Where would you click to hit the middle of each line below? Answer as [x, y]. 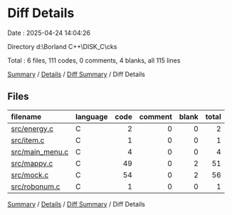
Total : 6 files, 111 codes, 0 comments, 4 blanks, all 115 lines [94, 60]
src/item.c [28, 140]
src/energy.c [32, 128]
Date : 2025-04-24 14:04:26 [49, 33]
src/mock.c [30, 174]
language [91, 117]
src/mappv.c [32, 163]
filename [26, 117]
